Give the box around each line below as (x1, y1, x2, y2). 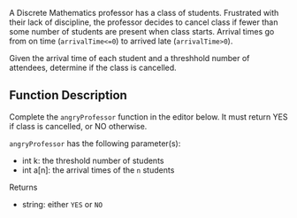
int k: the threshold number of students (21, 155, 164, 166)
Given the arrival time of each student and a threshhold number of (9, 53, 250, 63)
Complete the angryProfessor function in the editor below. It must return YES (9, 111, 288, 122)
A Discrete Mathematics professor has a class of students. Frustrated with (9, 8, 279, 18)
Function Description (9, 88, 128, 103)
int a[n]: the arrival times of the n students (21, 164, 175, 175)
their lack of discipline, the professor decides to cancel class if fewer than (9, 17, 278, 27)
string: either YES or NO (21, 199, 103, 209)
